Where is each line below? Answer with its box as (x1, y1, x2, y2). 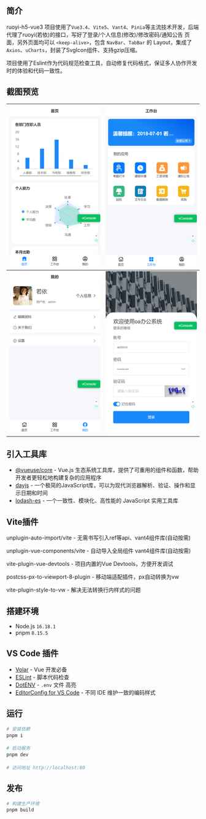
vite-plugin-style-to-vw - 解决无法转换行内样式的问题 (6, 586, 141, 593)
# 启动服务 (6, 745, 31, 752)
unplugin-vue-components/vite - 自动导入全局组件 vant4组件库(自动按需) (6, 547, 191, 555)
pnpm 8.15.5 (15, 629, 48, 636)
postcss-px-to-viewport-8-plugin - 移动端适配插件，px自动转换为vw (6, 573, 180, 581)
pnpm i (6, 732, 23, 739)
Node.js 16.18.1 (15, 623, 56, 630)
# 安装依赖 (6, 726, 31, 732)
